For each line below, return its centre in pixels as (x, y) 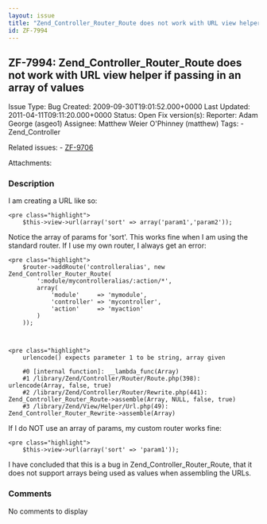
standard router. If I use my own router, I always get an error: (107, 246)
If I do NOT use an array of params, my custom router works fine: (115, 428)
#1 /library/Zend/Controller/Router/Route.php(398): (112, 379)
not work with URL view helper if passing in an (125, 75)
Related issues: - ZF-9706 (51, 147)
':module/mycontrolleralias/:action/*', (104, 281)
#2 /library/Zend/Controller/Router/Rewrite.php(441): (115, 393)
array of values (46, 87)
